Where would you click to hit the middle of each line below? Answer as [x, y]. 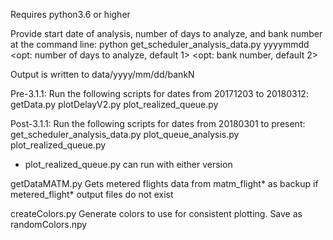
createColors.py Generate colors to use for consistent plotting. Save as [156, 213]
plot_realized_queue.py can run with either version [128, 164]
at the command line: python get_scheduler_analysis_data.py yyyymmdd [160, 44]
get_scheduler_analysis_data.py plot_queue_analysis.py [125, 134]
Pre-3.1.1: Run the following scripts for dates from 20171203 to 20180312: [159, 93]
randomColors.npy [49, 224]
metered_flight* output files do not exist [92, 194]
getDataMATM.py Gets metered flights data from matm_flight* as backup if [164, 183]
